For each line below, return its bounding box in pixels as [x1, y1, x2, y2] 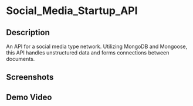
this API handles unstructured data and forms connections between [6, 49, 170, 56]
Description [6, 28, 50, 37]
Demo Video [6, 92, 52, 102]
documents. [6, 56, 35, 62]
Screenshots [6, 72, 54, 83]
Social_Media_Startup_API [6, 4, 138, 18]
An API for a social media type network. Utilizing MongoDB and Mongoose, [6, 43, 188, 50]
